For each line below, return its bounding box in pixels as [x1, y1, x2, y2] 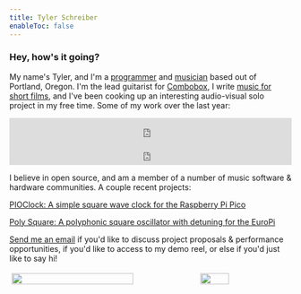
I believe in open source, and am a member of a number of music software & [9, 172, 292, 183]
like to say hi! [9, 253, 58, 264]
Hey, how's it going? [9, 51, 100, 64]
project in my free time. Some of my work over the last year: [9, 99, 231, 110]
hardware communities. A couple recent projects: [9, 181, 192, 193]
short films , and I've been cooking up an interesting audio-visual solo [9, 91, 264, 101]
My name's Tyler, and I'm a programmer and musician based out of [9, 71, 257, 82]
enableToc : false [9, 22, 74, 30]
